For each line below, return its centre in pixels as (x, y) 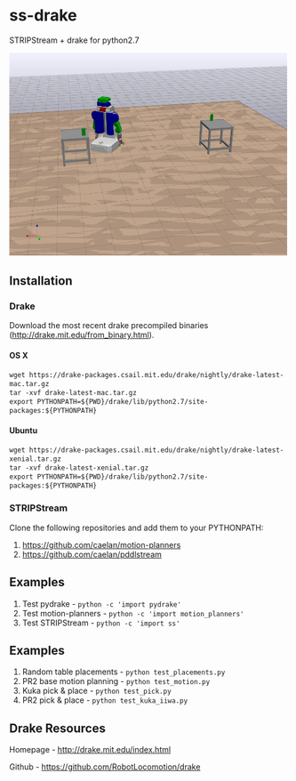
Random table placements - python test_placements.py (124, 672)
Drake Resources (58, 728)
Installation (41, 281)
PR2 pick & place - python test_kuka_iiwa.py (105, 700)
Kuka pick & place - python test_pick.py (96, 691)
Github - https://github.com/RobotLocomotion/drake (105, 767)
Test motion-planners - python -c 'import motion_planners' (133, 613)
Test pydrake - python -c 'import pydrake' (102, 604)
